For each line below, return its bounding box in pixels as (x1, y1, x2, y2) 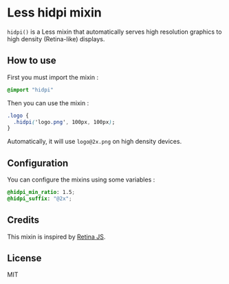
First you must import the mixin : (7, 73, 99, 81)
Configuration (7, 157, 69, 169)
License (7, 252, 42, 264)
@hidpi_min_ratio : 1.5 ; (7, 189, 76, 196)
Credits (7, 215, 40, 226)
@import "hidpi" (7, 86, 54, 94)
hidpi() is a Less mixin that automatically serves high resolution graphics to (7, 28, 222, 36)
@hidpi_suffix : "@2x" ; (7, 195, 72, 202)
